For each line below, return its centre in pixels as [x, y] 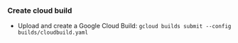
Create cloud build [40, 11]
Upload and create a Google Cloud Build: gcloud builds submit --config [124, 26]
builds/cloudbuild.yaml [53, 33]
